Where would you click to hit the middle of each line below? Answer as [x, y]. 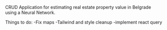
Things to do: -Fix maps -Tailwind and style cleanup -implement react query [84, 22]
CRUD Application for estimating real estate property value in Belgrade [78, 7]
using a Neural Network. [30, 12]
